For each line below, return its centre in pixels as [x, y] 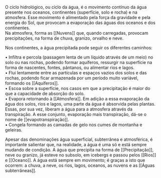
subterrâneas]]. [21, 170]
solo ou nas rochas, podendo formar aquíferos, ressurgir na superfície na [79, 62]
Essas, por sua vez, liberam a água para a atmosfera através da [69, 109]
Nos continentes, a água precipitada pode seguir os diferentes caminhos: [79, 48]
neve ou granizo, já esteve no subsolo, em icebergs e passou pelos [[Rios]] [81, 155]
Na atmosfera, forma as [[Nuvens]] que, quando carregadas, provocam [77, 33]
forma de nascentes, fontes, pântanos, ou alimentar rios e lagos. [70, 67]
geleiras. [14, 130]
